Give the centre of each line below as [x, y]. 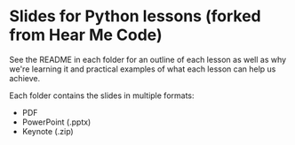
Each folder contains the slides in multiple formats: [102, 95]
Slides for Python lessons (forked [135, 16]
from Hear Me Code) [86, 35]
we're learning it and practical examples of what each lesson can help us [143, 69]
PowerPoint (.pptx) [56, 122]
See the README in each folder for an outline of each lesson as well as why [148, 59]
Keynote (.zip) [48, 131]
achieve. [25, 78]
